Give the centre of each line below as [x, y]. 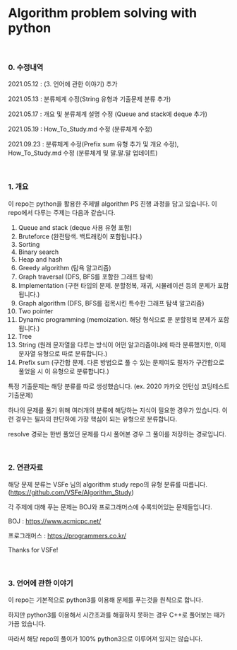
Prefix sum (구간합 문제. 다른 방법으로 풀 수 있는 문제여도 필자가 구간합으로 [121, 362]
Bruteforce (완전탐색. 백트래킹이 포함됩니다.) [80, 236]
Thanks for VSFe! [33, 550]
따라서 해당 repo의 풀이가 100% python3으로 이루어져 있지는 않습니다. [105, 639]
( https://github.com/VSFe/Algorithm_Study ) [71, 492]
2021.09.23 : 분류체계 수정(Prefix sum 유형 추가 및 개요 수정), [93, 144]
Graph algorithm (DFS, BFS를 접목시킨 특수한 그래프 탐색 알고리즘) [111, 303]
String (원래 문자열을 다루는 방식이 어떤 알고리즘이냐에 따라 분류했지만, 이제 [122, 344]
